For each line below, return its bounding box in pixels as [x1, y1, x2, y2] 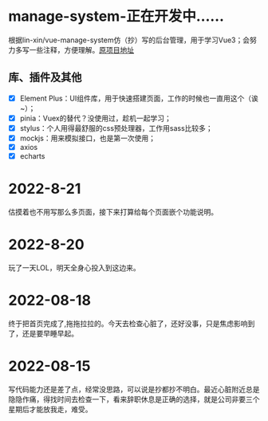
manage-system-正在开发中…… [8, 7, 225, 26]
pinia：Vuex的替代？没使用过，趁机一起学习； [19, 113, 171, 123]
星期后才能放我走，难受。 [8, 404, 93, 414]
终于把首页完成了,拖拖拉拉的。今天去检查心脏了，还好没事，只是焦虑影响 [8, 318, 249, 328]
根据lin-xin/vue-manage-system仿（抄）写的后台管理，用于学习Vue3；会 [8, 35, 250, 45]
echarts [19, 151, 45, 161]
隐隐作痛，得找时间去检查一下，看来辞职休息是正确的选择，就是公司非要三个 [8, 394, 260, 403]
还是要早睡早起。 [22, 329, 78, 338]
